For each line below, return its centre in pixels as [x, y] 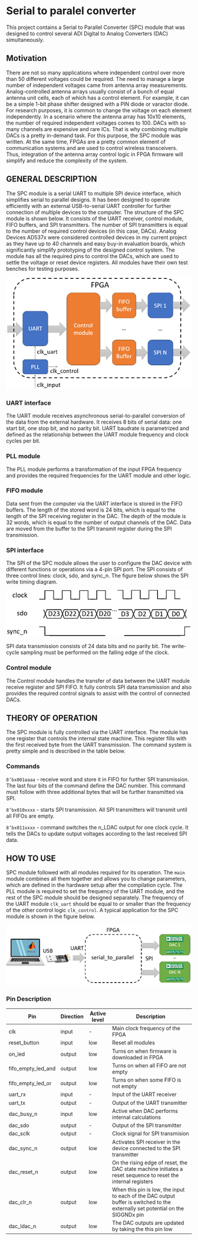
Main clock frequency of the [146, 1029]
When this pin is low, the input [148, 1190]
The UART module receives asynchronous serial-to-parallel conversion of [96, 416]
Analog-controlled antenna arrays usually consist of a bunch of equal [90, 91]
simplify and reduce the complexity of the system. [67, 160]
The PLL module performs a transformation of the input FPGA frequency [94, 469]
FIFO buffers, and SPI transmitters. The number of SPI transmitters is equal [97, 224]
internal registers [132, 1181]
